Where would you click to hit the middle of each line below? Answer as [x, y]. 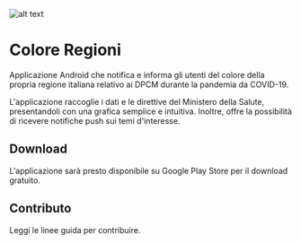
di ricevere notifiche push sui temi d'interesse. [95, 120]
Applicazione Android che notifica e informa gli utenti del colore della [137, 74]
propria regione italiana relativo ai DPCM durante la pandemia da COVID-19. [149, 84]
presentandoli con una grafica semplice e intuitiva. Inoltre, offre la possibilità [150, 111]
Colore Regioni [65, 50]
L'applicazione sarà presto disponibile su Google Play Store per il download [149, 170]
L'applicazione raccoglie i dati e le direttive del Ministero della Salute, [137, 101]
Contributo [40, 209]
